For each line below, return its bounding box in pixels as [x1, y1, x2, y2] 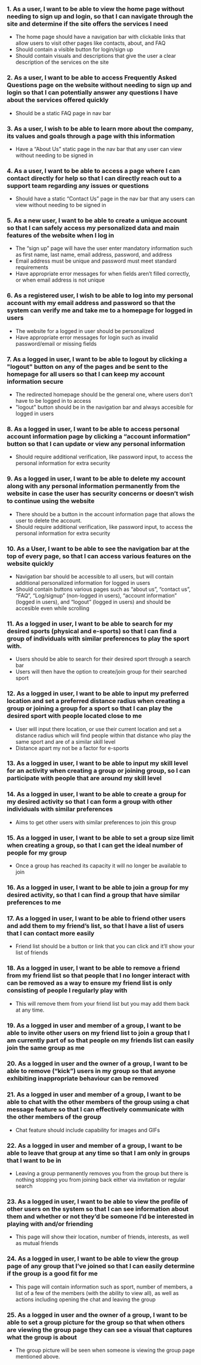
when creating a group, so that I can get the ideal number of [7, 841, 184, 849]
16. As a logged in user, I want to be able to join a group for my [7, 883, 189, 891]
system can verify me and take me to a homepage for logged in [7, 306, 193, 315]
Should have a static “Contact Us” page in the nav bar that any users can [15, 195, 195, 202]
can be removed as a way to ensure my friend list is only [7, 979, 172, 987]
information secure [7, 377, 64, 386]
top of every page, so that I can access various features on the [7, 551, 191, 560]
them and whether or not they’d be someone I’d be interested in [7, 1212, 194, 1221]
